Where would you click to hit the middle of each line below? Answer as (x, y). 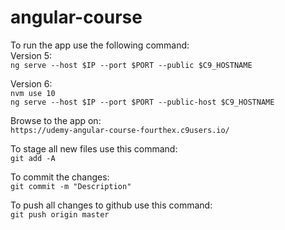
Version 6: (31, 83)
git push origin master (60, 214)
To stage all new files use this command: (94, 148)
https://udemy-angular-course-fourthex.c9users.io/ (120, 130)
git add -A (33, 158)
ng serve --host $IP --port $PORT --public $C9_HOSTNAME (131, 65)
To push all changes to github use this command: (111, 205)
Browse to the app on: (56, 120)
